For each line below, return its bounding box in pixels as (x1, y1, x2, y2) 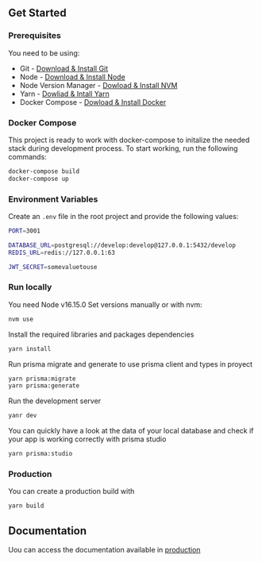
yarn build (8, 502, 44, 510)
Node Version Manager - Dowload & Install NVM (19, 80, 178, 90)
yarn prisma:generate (8, 382, 80, 390)
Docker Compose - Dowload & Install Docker (19, 97, 167, 106)
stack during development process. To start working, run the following (8, 143, 238, 153)
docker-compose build (8, 167, 80, 175)
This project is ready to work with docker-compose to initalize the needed (8, 135, 250, 144)
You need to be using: (8, 48, 80, 58)
